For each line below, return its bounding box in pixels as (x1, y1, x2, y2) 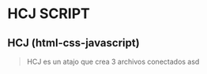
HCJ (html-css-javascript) (7, 36, 140, 50)
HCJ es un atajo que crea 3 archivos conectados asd (26, 57, 200, 66)
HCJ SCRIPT (7, 5, 90, 23)
